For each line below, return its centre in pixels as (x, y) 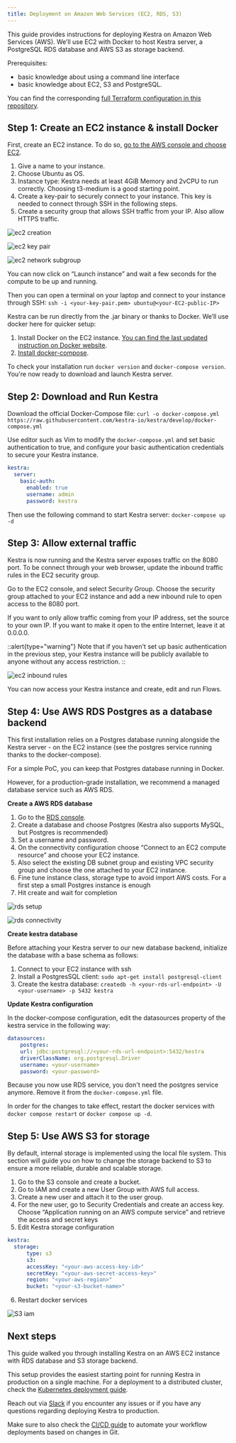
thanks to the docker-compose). (54, 755)
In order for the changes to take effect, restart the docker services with (111, 1106)
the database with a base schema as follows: (73, 955)
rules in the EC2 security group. (54, 575)
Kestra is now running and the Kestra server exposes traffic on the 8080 (113, 560)
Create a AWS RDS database (50, 803)
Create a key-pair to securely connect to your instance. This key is (114, 197)
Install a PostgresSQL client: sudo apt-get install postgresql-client (119, 977)
